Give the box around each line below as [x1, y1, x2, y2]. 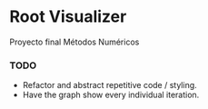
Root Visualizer [9, 6, 127, 27]
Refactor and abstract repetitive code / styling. [22, 80, 197, 91]
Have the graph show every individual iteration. [22, 89, 200, 101]
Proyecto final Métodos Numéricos [9, 36, 140, 47]
